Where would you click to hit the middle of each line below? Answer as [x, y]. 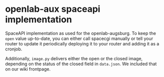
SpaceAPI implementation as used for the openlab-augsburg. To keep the [81, 33]
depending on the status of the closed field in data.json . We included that [81, 64]
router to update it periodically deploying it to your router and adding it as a [82, 43]
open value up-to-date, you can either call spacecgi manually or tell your [79, 38]
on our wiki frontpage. [28, 69]
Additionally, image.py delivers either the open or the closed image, [74, 58]
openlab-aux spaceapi [53, 9]
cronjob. [14, 49]
